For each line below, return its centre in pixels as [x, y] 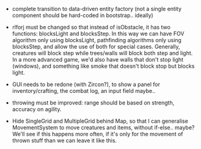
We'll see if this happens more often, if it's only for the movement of [97, 134]
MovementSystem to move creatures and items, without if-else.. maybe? [103, 127]
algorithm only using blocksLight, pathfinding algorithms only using [97, 40]
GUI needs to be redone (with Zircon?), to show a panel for [86, 84]
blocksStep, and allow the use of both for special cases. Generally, [96, 46]
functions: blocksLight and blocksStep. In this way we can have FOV [98, 34]
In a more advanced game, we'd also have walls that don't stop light [98, 60]
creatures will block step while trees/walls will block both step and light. [102, 53]
